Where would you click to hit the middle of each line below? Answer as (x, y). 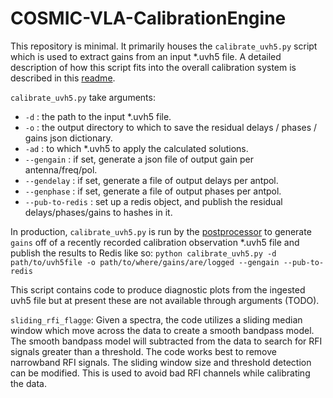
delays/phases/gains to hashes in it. (98, 212)
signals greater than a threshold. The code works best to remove (143, 351)
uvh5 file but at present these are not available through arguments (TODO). (165, 300)
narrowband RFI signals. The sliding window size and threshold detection (161, 362)
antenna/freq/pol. (61, 169)
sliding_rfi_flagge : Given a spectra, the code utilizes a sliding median (156, 319)
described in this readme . (63, 78)
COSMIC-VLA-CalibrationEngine (148, 18)
